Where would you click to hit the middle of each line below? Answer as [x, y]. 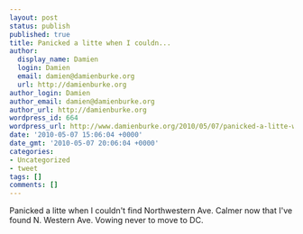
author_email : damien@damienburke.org [82, 101]
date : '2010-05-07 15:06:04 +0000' [76, 135]
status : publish [40, 26]
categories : [32, 151]
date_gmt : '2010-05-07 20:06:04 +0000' [84, 143]
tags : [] [26, 176]
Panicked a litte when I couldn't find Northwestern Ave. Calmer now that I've [151, 211]
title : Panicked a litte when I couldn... [90, 43]
